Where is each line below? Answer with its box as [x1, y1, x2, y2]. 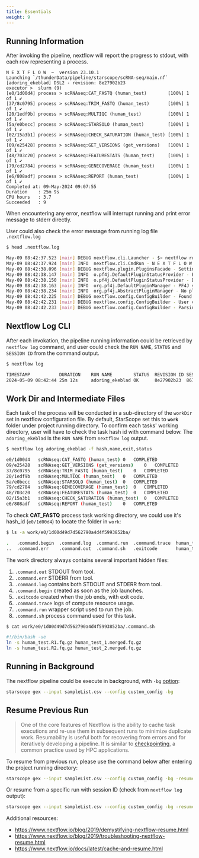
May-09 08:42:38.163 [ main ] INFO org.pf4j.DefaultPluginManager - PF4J [6, 282, 190, 288]
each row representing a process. [6, 58, 89, 65]
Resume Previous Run [6, 706, 89, 716]
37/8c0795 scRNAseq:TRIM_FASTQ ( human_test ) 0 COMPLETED [6, 468, 168, 474]
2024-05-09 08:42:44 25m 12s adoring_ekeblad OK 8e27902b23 [6, 377, 182, 383]
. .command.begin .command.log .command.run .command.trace [6, 540, 171, 546]
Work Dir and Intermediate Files [6, 393, 126, 403]
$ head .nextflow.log [6, 244, 60, 250]
